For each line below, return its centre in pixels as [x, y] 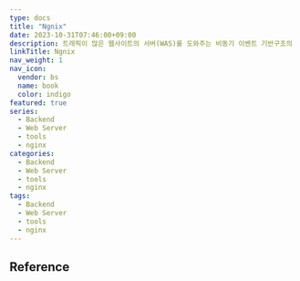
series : [24, 111]
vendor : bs [38, 78]
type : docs [30, 18]
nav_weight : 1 [36, 60]
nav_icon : [28, 69]
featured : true [38, 103]
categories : [32, 153]
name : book [38, 86]
